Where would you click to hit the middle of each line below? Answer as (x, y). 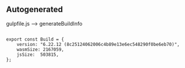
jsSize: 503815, (38, 55)
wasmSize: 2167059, (41, 49)
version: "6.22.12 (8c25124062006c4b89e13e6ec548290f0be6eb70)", (98, 44)
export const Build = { (35, 39)
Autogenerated (35, 10)
